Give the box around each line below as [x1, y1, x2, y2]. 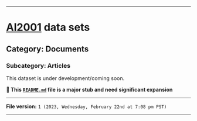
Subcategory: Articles [6, 61, 71, 70]
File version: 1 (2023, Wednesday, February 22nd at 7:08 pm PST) [6, 103, 167, 110]
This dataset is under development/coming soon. [6, 74, 125, 82]
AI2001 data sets [6, 21, 90, 34]
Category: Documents [6, 44, 89, 54]
